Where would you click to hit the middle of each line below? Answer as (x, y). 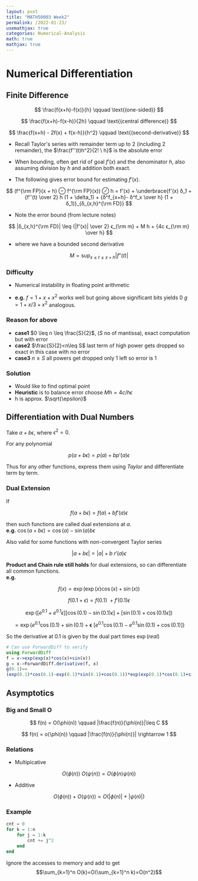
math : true (19, 39)
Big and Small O (29, 710)
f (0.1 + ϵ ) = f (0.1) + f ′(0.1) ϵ (99, 600)
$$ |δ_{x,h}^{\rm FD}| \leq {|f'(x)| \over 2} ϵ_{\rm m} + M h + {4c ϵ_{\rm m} (99, 226)
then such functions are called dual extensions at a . (69, 524)
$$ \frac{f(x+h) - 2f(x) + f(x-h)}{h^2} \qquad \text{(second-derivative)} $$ (99, 132)
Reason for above (32, 320)
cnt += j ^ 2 (41, 841)
